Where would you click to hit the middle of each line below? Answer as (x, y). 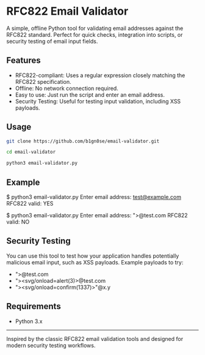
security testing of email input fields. (52, 41)
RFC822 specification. (43, 81)
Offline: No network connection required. (67, 88)
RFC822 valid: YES (30, 204)
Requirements (34, 306)
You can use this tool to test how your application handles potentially (93, 256)
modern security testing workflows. (51, 345)
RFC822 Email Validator (67, 11)
